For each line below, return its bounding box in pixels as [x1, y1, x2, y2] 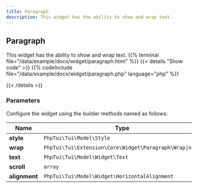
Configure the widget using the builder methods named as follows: [6, 110, 168, 117]
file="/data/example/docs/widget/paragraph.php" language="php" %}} [6, 70, 180, 77]
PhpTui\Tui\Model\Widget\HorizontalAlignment [43, 173, 174, 180]
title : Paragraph [6, 8, 49, 15]
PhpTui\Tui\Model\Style [43, 134, 111, 141]
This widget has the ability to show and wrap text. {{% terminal [6, 51, 159, 59]
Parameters [6, 97, 40, 105]
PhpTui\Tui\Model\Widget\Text [43, 154, 128, 160]
